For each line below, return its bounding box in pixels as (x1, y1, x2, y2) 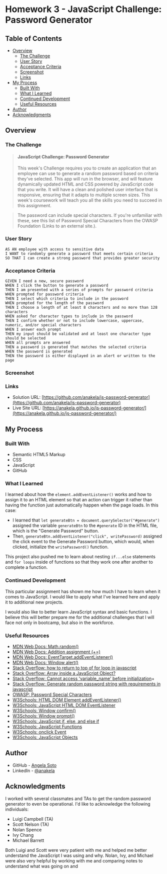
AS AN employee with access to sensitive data (5, 246, 104, 252)
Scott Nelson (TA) (12, 821, 49, 827)
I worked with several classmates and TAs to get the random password (5, 796, 151, 802)
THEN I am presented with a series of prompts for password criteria (5, 288, 153, 293)
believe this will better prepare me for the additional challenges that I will (5, 614, 154, 620)
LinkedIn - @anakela (12, 767, 55, 773)
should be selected (5, 336, 46, 341)
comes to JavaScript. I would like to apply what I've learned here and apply (5, 593, 160, 599)
